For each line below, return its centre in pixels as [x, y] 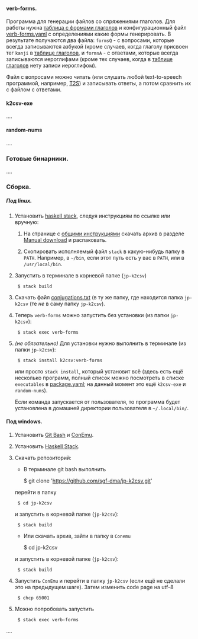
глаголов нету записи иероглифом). [51, 66]
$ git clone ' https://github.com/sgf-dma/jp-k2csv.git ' [88, 481]
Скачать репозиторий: [43, 458]
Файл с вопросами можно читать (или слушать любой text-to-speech [94, 77]
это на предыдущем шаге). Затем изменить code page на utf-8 [94, 587]
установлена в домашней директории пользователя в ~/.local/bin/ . [102, 408]
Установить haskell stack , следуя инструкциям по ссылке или [92, 216]
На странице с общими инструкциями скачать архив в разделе [104, 234]
